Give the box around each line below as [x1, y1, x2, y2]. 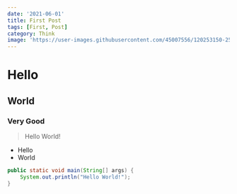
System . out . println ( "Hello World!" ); [20, 174, 131, 181]
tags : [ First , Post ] [7, 23, 68, 30]
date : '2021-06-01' [7, 10, 65, 18]
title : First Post [7, 17, 61, 24]
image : [7, 37, 27, 44]
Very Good [7, 116, 45, 126]
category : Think [7, 30, 55, 37]
